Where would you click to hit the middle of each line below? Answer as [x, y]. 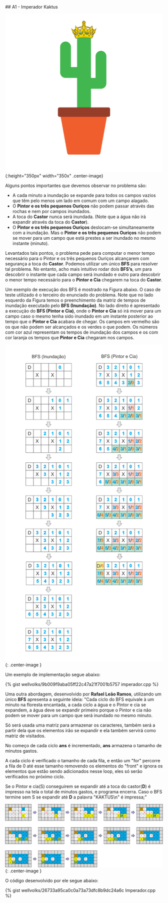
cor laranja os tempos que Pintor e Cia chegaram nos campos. [70, 337]
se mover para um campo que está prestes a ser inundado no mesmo [84, 238]
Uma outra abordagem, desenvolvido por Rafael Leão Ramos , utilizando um [83, 694]
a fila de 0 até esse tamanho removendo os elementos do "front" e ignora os [84, 766]
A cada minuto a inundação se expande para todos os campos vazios [84, 195]
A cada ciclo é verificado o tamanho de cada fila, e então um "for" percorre [83, 761]
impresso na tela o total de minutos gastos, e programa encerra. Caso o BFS [84, 792]
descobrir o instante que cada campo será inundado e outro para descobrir [83, 274]
